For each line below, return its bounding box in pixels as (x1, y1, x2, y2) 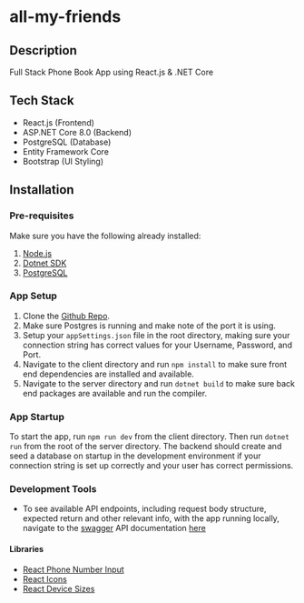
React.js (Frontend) (22, 116, 95, 128)
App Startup (9, 410, 65, 423)
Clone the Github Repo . (22, 310, 111, 321)
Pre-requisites (9, 209, 74, 222)
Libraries (9, 543, 44, 554)
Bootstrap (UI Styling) (22, 156, 104, 166)
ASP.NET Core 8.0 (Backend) (22, 126, 132, 137)
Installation (9, 182, 74, 197)
